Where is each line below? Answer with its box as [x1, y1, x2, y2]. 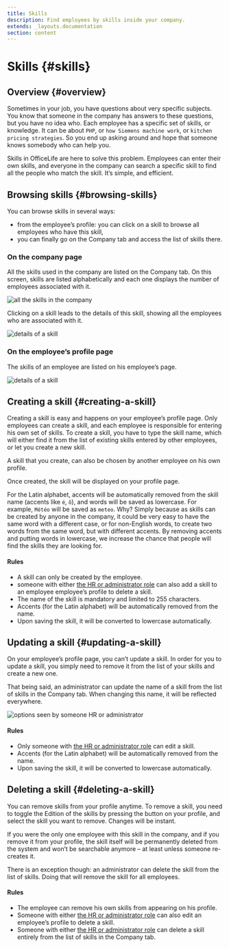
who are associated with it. [7, 316, 84, 325]
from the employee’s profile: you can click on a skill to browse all [16, 221, 200, 229]
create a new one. [7, 669, 58, 678]
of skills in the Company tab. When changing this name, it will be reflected [7, 690, 217, 698]
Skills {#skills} [7, 59, 91, 74]
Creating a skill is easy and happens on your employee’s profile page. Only [7, 414, 218, 422]
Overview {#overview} [7, 86, 106, 98]
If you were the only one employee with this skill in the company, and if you [7, 830, 219, 838]
